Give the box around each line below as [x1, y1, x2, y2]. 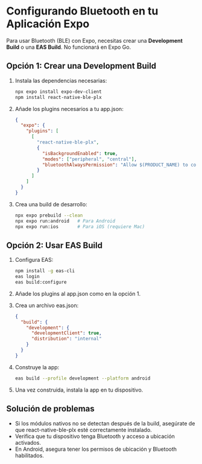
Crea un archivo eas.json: [14, 302, 79, 309]
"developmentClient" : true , [31, 330, 102, 336]
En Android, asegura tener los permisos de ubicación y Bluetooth [14, 445, 177, 453]
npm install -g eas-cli [14, 268, 75, 274]
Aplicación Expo [6, 17, 90, 31]
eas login [14, 273, 40, 280]
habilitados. [14, 451, 44, 459]
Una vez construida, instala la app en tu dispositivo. [14, 386, 144, 393]
